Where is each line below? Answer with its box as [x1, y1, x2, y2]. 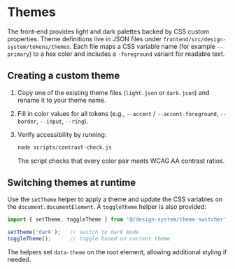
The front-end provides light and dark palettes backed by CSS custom [7, 27, 210, 36]
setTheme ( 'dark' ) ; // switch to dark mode [7, 228, 139, 236]
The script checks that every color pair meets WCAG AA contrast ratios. [17, 157, 225, 165]
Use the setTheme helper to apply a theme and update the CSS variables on [7, 195, 223, 203]
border [17, 118, 37, 125]
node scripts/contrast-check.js [17, 144, 112, 151]
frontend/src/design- [163, 36, 226, 43]
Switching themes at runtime [7, 177, 136, 189]
